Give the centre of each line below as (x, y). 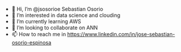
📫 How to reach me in (39, 34)
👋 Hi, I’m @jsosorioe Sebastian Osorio (57, 9)
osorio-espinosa (31, 43)
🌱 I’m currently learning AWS (46, 21)
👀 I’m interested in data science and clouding (66, 15)
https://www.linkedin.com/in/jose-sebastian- (121, 34)
